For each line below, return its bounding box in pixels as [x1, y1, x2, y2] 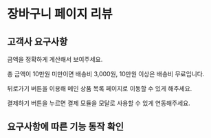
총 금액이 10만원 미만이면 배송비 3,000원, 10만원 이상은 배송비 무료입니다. [7, 70, 205, 78]
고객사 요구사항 [7, 36, 68, 47]
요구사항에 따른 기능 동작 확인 [7, 121, 124, 133]
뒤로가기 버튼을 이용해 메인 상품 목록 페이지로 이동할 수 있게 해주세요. [7, 84, 192, 93]
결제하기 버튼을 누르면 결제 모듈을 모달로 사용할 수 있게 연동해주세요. [7, 99, 190, 107]
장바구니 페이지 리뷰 [7, 6, 113, 22]
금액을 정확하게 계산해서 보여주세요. [7, 56, 103, 63]
